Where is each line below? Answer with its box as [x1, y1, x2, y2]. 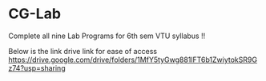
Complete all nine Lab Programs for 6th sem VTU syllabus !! [8, 31, 206, 40]
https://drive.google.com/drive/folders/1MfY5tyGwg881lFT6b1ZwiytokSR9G [8, 55, 258, 64]
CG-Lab [8, 5, 62, 23]
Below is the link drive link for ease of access [8, 46, 158, 56]
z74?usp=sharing [8, 63, 66, 72]
